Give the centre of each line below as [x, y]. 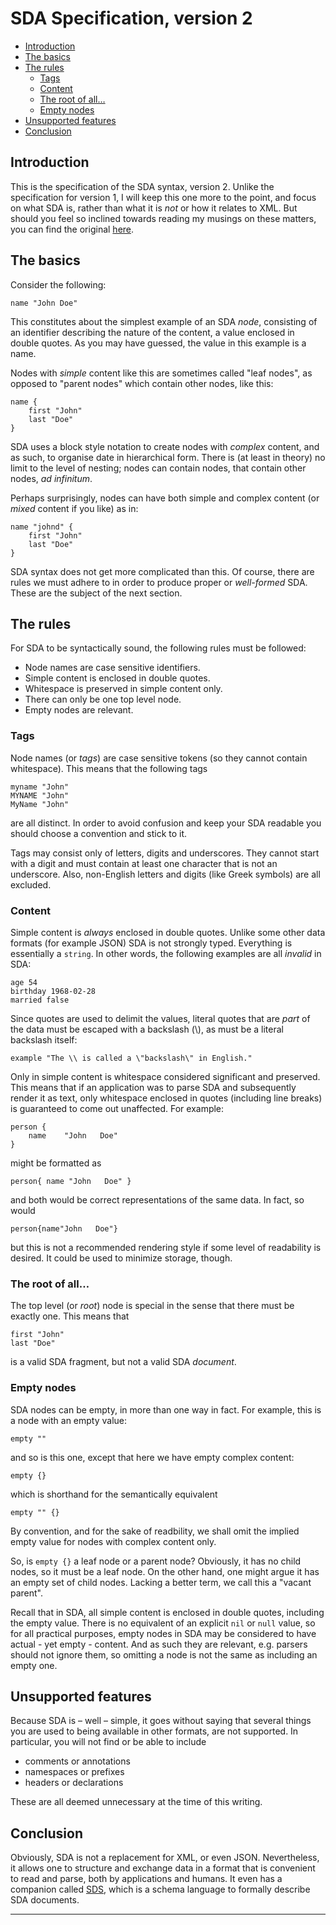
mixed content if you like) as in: [74, 508]
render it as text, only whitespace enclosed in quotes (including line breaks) [166, 1098]
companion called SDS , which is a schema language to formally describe [160, 1889]
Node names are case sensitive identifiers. [112, 668]
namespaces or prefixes [74, 1772]
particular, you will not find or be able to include [108, 1742]
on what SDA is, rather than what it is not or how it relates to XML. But [154, 208]
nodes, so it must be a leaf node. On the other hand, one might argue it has [165, 1571]
